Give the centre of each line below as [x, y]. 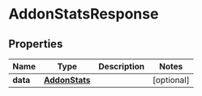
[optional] [171, 80]
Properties [36, 44]
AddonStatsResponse [84, 14]
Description [121, 67]
